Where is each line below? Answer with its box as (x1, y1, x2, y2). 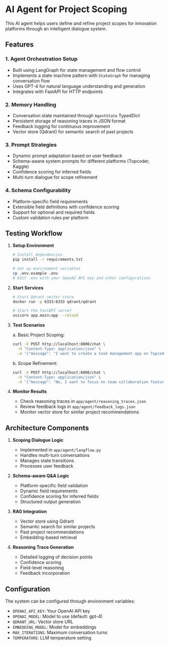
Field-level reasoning (20, 565, 64, 571)
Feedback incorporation (20, 570, 70, 576)
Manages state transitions (20, 457, 74, 464)
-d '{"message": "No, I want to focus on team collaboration (17, 379, 149, 385)
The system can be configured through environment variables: (5, 598, 135, 605)
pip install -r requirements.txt (12, 257, 83, 262)
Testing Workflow (5, 229, 63, 238)
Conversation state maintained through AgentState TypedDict (12, 112, 140, 118)
